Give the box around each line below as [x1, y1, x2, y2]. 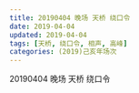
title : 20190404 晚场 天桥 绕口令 [9, 13, 131, 23]
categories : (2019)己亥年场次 [9, 47, 117, 57]
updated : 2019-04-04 [9, 30, 88, 39]
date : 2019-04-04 [9, 22, 75, 31]
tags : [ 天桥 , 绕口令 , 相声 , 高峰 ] [9, 38, 128, 48]
